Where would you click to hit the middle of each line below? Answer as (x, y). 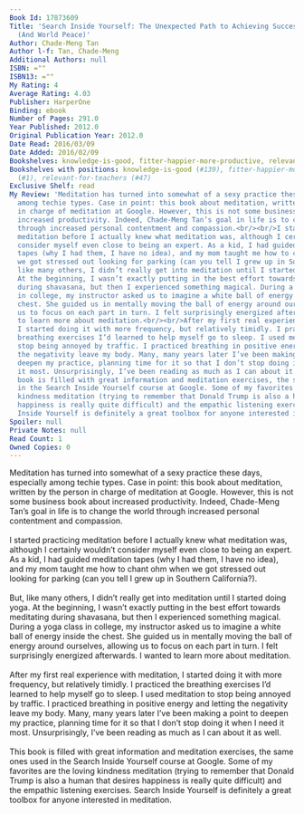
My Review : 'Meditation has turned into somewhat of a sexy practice (143, 195)
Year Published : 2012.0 (54, 128)
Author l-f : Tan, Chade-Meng (64, 52)
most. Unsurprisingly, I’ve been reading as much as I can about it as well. (146, 733)
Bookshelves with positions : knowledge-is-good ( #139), (117, 169)
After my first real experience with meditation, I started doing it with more (146, 675)
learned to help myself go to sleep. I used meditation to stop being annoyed (150, 694)
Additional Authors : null (58, 60)
